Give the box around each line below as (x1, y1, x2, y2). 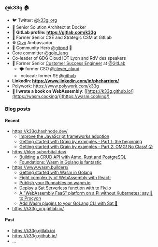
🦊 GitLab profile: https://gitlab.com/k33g (12, 30, 97, 35)
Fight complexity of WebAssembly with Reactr (19, 175, 111, 181)
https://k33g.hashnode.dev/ (12, 128, 68, 134)
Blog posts (5, 106, 31, 113)
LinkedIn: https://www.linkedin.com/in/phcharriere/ (12, 78, 119, 84)
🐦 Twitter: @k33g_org (12, 17, 57, 23)
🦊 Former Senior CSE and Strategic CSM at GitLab (12, 34, 112, 40)
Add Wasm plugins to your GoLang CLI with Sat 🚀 (19, 200, 118, 206)
